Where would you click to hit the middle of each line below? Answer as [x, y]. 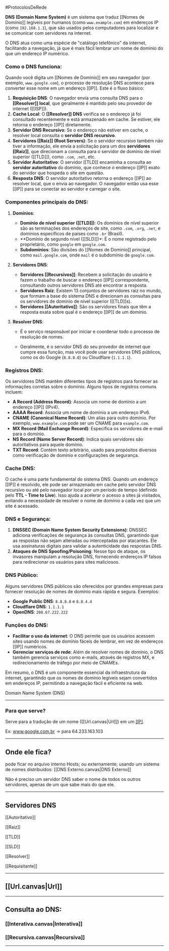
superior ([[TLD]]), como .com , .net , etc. [54, 157]
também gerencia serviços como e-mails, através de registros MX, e [83, 657]
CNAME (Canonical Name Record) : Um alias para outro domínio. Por [84, 418]
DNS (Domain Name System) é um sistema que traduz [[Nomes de [75, 17]
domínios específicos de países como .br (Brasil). [72, 233]
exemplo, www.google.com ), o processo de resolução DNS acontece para [80, 83]
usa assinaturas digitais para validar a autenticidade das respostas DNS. [87, 546]
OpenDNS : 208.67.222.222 [40, 612]
